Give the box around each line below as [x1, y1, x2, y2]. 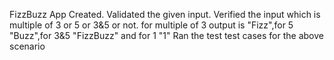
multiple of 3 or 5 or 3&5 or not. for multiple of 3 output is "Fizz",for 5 [9, 19, 294, 31]
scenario [9, 40, 46, 52]
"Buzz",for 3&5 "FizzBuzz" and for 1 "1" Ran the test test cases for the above [9, 30, 324, 41]
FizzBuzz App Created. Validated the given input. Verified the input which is [9, 9, 321, 20]
